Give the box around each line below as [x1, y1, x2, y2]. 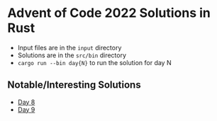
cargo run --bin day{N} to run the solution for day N [17, 58, 172, 67]
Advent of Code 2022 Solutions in [7, 5, 211, 21]
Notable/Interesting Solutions [7, 79, 141, 91]
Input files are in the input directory [17, 43, 122, 52]
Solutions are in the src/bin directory [17, 51, 126, 59]
